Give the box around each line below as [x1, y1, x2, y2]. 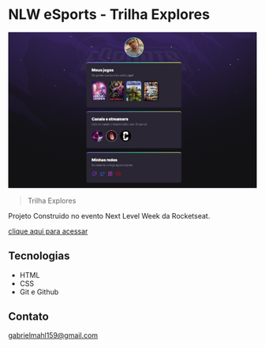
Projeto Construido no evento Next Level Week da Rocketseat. [8, 211, 211, 220]
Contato [8, 309, 49, 323]
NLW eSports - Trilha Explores [8, 6, 211, 24]
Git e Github [19, 286, 59, 297]
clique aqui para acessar [8, 226, 88, 236]
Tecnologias [8, 249, 70, 263]
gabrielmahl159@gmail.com [8, 331, 99, 340]
